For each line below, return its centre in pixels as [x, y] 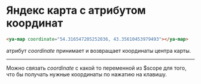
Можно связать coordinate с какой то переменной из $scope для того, [96, 68]
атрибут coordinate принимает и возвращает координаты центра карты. [99, 50]
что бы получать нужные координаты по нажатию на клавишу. [87, 74]
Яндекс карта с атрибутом [76, 10]
